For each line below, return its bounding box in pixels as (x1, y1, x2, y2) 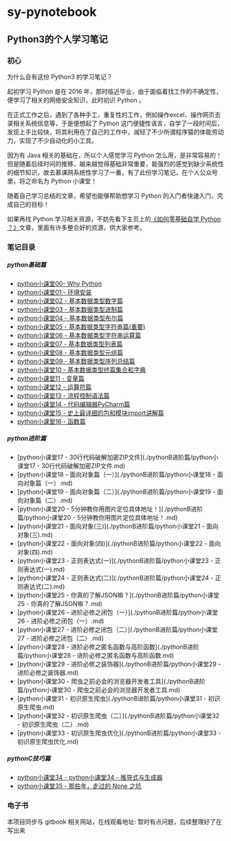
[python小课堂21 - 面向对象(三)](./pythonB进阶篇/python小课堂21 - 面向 (16, 522, 219, 530)
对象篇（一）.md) (23, 478, 73, 487)
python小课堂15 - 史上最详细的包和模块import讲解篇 (16, 408, 164, 417)
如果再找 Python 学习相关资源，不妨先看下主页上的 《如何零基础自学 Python (7, 214, 221, 223)
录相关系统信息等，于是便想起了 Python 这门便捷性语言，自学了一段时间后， (7, 119, 223, 128)
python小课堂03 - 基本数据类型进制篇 (16, 305, 124, 314)
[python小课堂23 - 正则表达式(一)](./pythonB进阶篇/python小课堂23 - (16, 556, 214, 565)
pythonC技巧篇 (7, 754, 51, 762)
